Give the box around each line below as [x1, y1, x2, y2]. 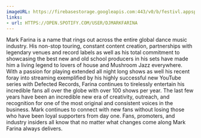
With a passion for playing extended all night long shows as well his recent [6, 68, 190, 75]
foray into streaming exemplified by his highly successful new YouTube [6, 74, 181, 81]
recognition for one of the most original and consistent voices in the [6, 100, 173, 107]
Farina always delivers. [6, 125, 63, 132]
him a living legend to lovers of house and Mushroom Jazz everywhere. [6, 62, 182, 69]
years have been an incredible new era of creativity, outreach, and [6, 93, 170, 100]
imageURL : [6, 8, 31, 15]
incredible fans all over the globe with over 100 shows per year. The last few [6, 87, 194, 94]
